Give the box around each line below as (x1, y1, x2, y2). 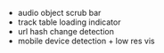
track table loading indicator (17, 17, 121, 27)
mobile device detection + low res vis (17, 35, 155, 46)
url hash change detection (17, 26, 114, 36)
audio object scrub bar (17, 8, 102, 18)
